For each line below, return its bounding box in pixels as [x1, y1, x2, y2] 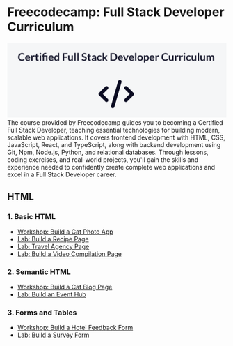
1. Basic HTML [7, 211, 56, 221]
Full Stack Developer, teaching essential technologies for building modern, [7, 126, 220, 135]
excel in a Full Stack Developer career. [7, 170, 117, 179]
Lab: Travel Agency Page [17, 242, 90, 250]
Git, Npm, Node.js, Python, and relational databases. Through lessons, [7, 148, 209, 157]
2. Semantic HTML [7, 266, 71, 276]
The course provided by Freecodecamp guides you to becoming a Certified [7, 119, 224, 127]
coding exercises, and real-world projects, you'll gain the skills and [7, 156, 199, 164]
